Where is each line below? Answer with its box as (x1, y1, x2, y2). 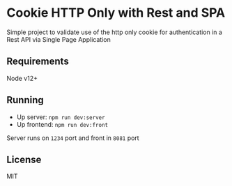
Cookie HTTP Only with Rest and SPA (6, 5, 226, 21)
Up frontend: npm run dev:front (16, 120, 109, 128)
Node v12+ (6, 74, 38, 82)
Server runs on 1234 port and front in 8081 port (6, 134, 140, 142)
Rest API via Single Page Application (6, 35, 111, 43)
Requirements (6, 56, 69, 68)
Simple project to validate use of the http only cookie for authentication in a (6, 28, 222, 36)
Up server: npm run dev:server (16, 113, 105, 121)
